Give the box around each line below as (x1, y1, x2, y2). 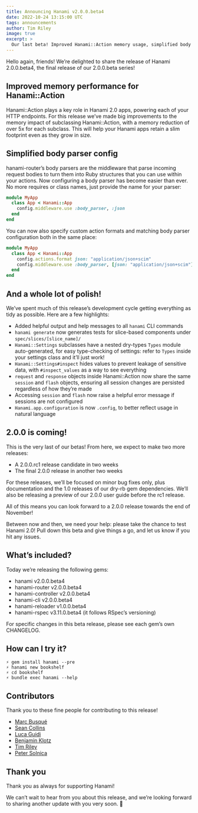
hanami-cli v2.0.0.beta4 (14, 596, 72, 604)
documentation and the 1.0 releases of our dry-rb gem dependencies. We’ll (6, 485, 189, 492)
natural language (14, 410, 56, 417)
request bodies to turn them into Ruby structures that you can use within (6, 170, 182, 178)
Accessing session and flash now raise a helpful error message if (14, 391, 175, 398)
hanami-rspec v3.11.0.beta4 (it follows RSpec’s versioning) (14, 609, 156, 616)
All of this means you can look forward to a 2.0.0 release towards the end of (6, 502, 190, 509)
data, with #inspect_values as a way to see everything (14, 366, 147, 373)
